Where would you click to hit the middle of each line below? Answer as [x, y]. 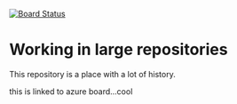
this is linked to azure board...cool [71, 91]
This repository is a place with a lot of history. [92, 74]
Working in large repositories [118, 50]
